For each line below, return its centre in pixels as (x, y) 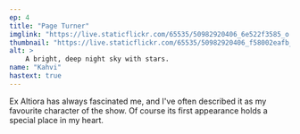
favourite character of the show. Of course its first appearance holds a (138, 110)
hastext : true (36, 76)
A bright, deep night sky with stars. (97, 59)
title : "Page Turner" (50, 26)
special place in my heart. (57, 120)
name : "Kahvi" (36, 68)
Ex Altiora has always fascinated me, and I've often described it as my (138, 101)
